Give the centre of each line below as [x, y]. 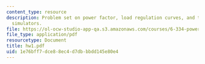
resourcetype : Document [37, 40]
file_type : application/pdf [42, 35]
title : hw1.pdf [26, 46]
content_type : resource [37, 12]
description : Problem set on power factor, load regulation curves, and [101, 18]
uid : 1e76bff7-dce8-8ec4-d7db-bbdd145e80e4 [63, 52]
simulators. [27, 23]
